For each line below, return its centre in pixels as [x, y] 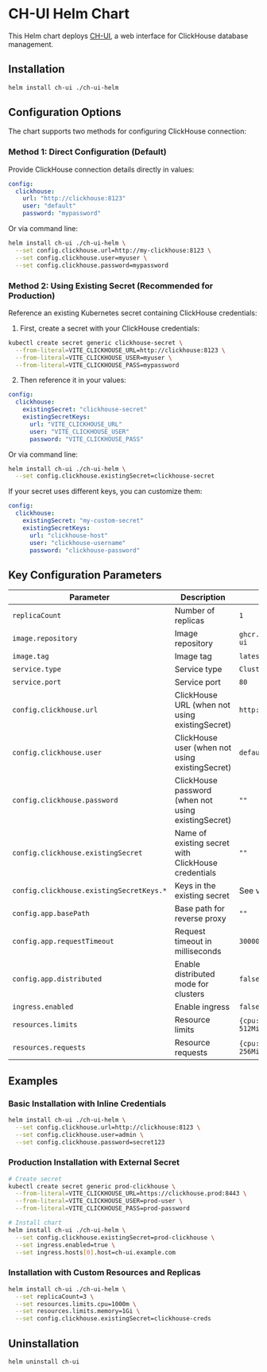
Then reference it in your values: [73, 380]
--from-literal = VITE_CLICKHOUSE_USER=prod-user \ [99, 1201]
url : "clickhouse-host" [69, 535]
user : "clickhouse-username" [77, 543]
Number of [195, 611]
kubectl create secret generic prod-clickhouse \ [92, 1186]
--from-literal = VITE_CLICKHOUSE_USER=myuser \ [94, 357]
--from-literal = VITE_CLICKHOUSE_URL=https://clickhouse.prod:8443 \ [131, 1194]
